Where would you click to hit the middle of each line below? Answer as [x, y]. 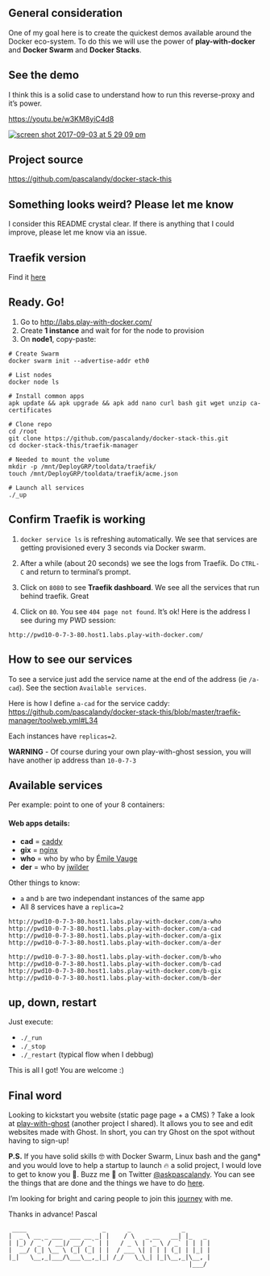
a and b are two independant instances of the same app [112, 898]
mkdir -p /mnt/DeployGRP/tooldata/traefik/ [83, 467]
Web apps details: [39, 823]
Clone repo [34, 424]
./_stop [33, 1047]
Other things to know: [44, 883]
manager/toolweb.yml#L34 [53, 720]
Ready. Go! [36, 303]
